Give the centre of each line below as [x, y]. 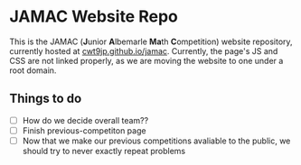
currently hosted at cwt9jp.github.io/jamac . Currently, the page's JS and [144, 50]
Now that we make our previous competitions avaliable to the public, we [156, 141]
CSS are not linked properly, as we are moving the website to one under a [146, 60]
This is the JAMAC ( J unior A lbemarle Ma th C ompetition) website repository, [151, 41]
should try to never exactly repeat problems [104, 151]
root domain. [33, 70]
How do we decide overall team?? [85, 120]
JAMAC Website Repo [94, 17]
